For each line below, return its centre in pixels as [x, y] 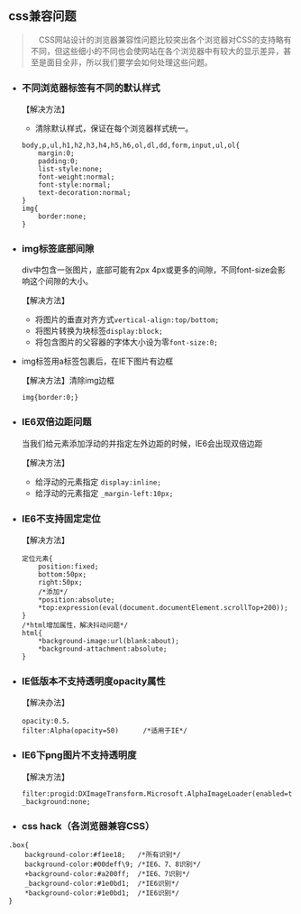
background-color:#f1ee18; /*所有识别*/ [103, 854]
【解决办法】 [45, 703]
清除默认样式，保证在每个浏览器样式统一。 [114, 128]
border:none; [63, 217]
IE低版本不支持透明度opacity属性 [93, 681]
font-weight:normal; [77, 177]
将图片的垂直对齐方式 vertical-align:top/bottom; [127, 319]
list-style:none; [70, 170]
